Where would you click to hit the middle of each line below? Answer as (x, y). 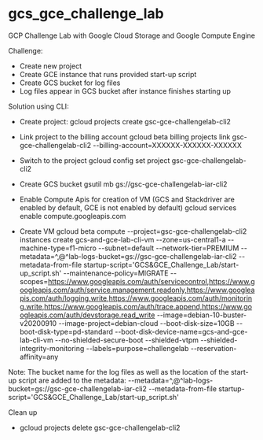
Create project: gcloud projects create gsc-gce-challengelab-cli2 (125, 121)
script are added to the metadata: (73, 380)
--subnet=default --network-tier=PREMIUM (168, 248)
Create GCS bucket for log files (70, 83)
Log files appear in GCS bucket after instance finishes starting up (125, 91)
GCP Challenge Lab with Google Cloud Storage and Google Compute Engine (131, 35)
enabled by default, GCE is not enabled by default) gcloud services (128, 207)
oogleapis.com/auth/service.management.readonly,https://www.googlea (137, 290)
